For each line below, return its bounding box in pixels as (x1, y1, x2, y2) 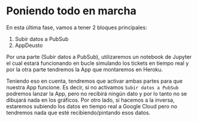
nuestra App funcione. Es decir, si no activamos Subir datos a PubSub (6, 83, 179, 90)
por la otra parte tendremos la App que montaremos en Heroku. (6, 65, 163, 73)
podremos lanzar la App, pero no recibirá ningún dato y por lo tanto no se (6, 90, 187, 97)
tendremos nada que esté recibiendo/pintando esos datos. (6, 109, 151, 116)
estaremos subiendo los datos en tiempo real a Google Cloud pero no (6, 102, 178, 110)
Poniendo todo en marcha (6, 4, 136, 18)
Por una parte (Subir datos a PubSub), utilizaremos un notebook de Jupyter (6, 53, 192, 60)
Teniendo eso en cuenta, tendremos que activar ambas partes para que (6, 77, 183, 85)
